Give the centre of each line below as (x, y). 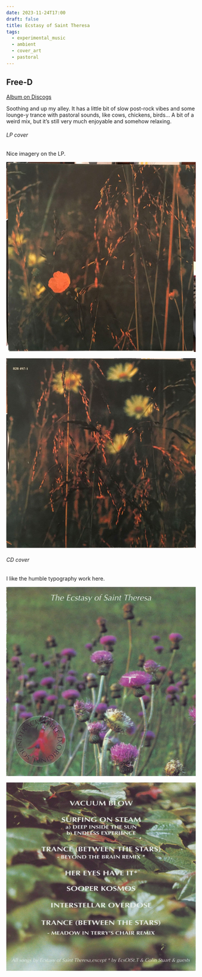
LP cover (17, 135)
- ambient (24, 45)
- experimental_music (39, 38)
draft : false (23, 19)
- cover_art (27, 51)
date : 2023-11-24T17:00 (36, 13)
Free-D (20, 82)
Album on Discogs (29, 97)
